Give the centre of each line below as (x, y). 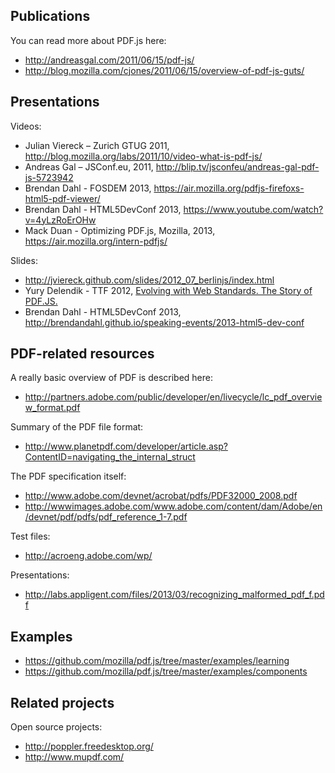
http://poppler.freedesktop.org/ (89, 746)
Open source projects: (56, 727)
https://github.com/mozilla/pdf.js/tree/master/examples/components (166, 671)
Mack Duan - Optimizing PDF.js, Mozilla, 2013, (120, 230)
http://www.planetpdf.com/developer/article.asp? (126, 446)
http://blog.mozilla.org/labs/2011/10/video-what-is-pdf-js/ (143, 156)
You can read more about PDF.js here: (88, 40)
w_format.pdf (52, 408)
